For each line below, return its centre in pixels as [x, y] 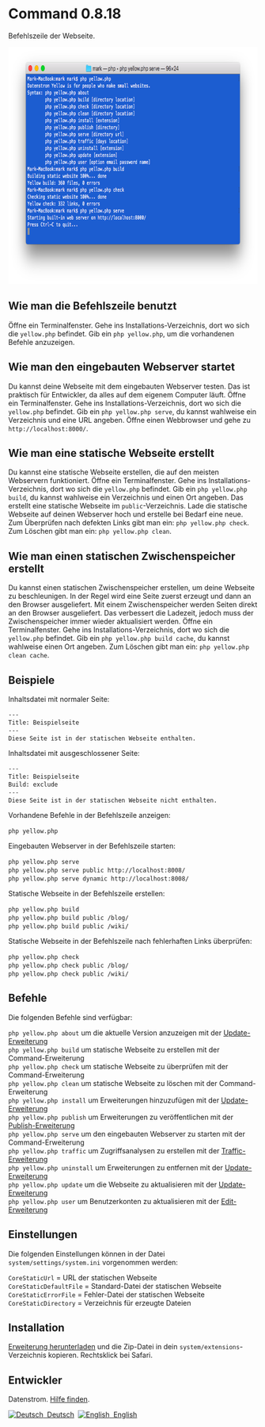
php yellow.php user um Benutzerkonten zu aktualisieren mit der [114, 1201]
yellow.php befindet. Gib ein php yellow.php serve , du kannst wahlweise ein [132, 411]
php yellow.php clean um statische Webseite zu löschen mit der [113, 1083]
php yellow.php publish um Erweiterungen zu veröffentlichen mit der [121, 1117]
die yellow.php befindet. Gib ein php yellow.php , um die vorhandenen [121, 333]
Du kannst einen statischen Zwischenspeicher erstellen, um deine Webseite [132, 588]
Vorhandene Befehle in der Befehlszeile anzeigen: [90, 815]
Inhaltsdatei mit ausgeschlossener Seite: [74, 753]
